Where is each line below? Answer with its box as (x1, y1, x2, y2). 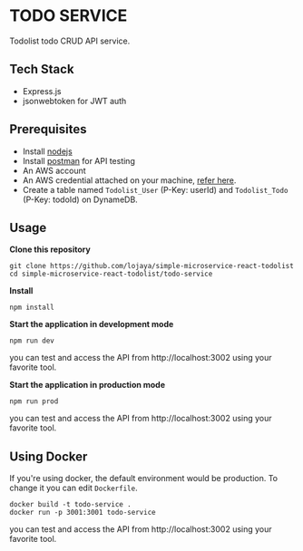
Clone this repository (9, 244, 91, 255)
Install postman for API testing (22, 155, 136, 166)
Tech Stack (9, 62, 74, 77)
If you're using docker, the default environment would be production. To (9, 473, 279, 484)
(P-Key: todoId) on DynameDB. (22, 194, 138, 205)
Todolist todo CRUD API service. (9, 35, 131, 46)
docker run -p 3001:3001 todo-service (9, 508, 156, 517)
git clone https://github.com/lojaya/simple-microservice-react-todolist (9, 262, 295, 271)
